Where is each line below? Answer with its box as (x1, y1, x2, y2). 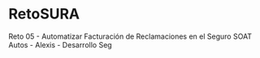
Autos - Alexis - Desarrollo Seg (8, 39, 112, 49)
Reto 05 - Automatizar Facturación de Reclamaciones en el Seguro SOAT (8, 31, 253, 41)
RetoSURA (8, 5, 80, 23)
